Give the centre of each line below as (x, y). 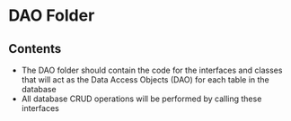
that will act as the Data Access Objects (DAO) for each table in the (145, 80)
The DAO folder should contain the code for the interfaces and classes (152, 70)
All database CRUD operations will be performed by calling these (141, 99)
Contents (35, 49)
